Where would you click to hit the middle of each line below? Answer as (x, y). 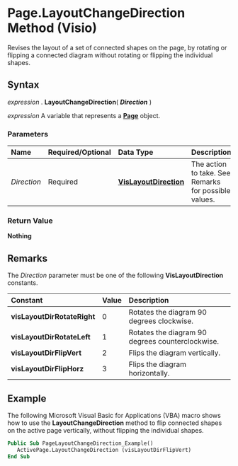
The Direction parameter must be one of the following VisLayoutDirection (115, 275)
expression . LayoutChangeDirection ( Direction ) (80, 102)
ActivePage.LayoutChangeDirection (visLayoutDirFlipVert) (104, 450)
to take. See (211, 173)
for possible (211, 191)
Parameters (28, 134)
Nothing (19, 236)
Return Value (30, 221)
